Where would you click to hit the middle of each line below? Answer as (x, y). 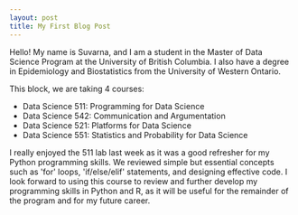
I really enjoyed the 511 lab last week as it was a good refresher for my (140, 152)
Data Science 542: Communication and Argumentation (124, 116)
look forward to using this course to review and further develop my (134, 181)
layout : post (34, 18)
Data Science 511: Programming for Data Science (113, 106)
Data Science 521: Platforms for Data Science (107, 125)
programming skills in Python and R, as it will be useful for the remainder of (149, 191)
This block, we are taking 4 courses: (77, 89)
